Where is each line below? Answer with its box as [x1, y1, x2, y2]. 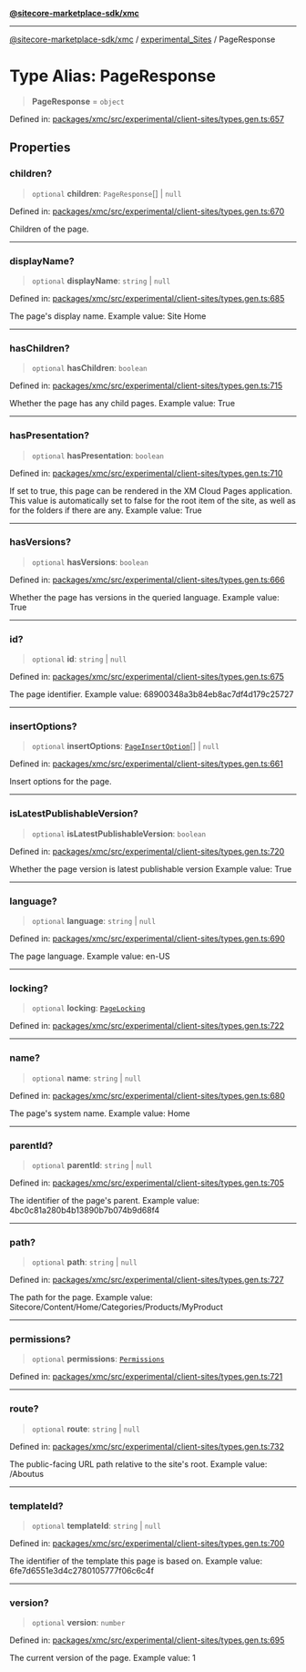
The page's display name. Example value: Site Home [9, 310, 207, 322]
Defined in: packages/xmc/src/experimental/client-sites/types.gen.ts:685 [9, 292, 285, 303]
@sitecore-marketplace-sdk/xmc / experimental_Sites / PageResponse [9, 34, 276, 45]
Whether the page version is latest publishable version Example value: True [9, 863, 292, 874]
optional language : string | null [31, 916, 157, 926]
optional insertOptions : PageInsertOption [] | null [31, 741, 220, 752]
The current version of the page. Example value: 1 [9, 1653, 196, 1664]
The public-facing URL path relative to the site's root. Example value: [9, 1458, 268, 1470]
